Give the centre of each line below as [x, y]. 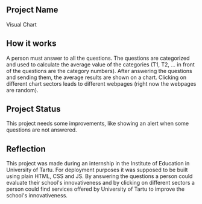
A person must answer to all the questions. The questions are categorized [98, 58]
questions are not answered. [42, 130]
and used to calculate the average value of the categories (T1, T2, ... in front [100, 64]
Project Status [34, 109]
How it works [31, 44]
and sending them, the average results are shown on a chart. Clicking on [96, 77]
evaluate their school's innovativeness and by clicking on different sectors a [100, 183]
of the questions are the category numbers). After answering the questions [99, 71]
